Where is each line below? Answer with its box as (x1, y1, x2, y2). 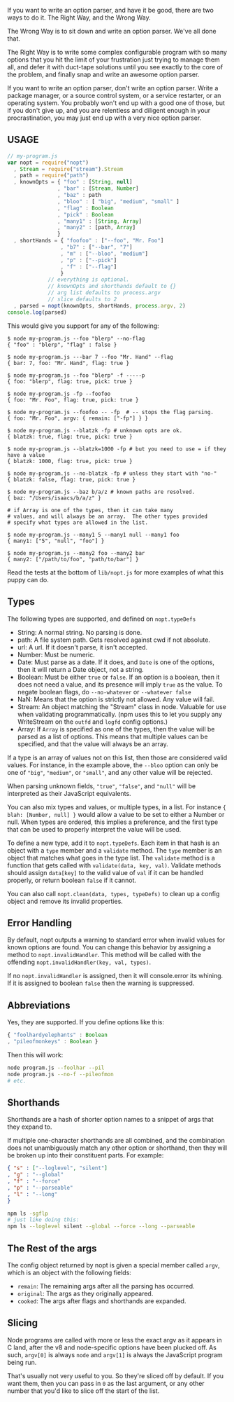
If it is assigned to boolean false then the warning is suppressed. (7, 979, 195, 987)
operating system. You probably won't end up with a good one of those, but (7, 99, 226, 107)
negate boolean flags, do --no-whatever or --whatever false (17, 687, 191, 696)
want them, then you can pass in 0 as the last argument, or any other (7, 1379, 205, 1387)
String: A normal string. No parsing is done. (17, 628, 142, 636)
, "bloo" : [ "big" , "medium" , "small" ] (57, 198, 180, 205)
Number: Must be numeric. (17, 650, 96, 659)
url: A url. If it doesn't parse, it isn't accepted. (17, 642, 148, 651)
